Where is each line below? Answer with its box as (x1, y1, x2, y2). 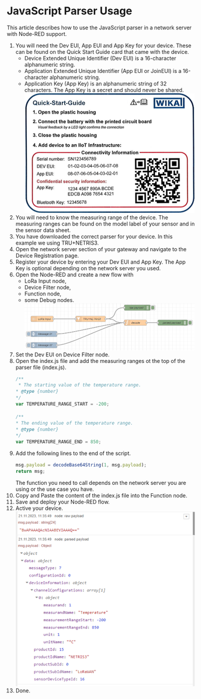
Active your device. (15, 504, 63, 512)
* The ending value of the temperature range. (15, 420, 134, 426)
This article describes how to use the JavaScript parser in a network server (7, 24, 192, 31)
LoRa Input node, (24, 277, 67, 285)
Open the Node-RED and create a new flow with (15, 271, 134, 278)
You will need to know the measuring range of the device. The (15, 213, 169, 221)
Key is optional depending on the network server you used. (15, 264, 161, 271)
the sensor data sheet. (15, 226, 71, 234)
